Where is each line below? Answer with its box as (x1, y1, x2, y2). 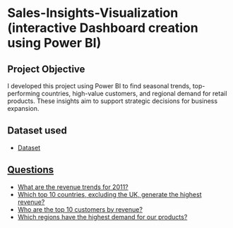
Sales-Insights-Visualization (7, 5, 179, 21)
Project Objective (7, 63, 85, 75)
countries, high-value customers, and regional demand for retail (41, 90, 227, 97)
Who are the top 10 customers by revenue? (17, 205, 143, 213)
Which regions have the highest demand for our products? (17, 212, 188, 221)
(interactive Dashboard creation (7, 20, 199, 36)
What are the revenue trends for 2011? (17, 182, 129, 191)
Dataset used (7, 125, 67, 137)
